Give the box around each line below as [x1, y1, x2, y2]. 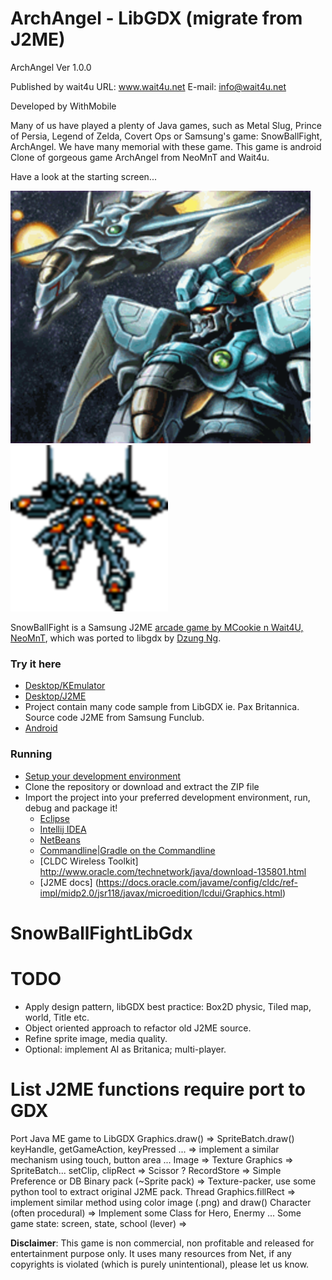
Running [10, 747, 53, 761]
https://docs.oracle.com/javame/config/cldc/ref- [98, 876, 298, 888]
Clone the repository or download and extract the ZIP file [24, 780, 260, 792]
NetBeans [39, 833, 81, 846]
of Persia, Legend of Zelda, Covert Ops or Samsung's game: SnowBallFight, [10, 130, 323, 142]
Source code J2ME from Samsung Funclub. [24, 712, 205, 724]
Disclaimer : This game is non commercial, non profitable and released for [10, 1237, 315, 1249]
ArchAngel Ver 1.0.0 [10, 61, 92, 73]
